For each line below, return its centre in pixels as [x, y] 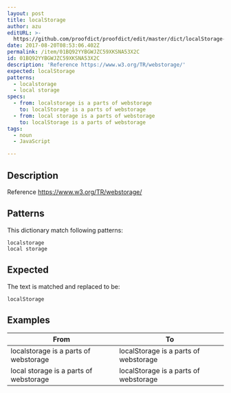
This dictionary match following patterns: [65, 230]
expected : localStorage [41, 71]
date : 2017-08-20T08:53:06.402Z [53, 45]
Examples [29, 320]
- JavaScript [32, 142]
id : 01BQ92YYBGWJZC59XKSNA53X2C [53, 59]
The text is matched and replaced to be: [64, 286]
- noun [23, 135]
